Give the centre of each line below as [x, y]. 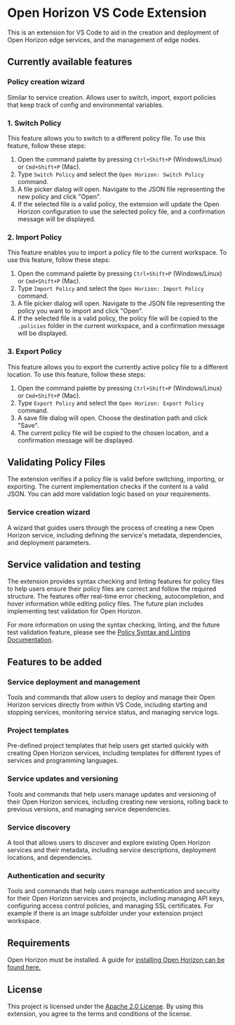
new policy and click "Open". [59, 196]
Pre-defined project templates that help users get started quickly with [108, 745]
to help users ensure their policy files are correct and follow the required [112, 589]
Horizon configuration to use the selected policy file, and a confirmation [121, 211]
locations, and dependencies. [50, 858]
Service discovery [39, 827]
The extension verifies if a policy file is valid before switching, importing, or [116, 479]
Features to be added [55, 662]
